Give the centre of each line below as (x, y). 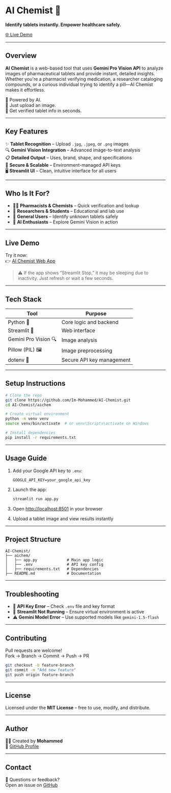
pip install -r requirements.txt (41, 437)
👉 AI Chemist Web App (31, 261)
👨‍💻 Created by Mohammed (34, 741)
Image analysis (79, 340)
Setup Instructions (35, 383)
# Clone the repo (24, 395)
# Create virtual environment (37, 414)
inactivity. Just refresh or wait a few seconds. (65, 278)
